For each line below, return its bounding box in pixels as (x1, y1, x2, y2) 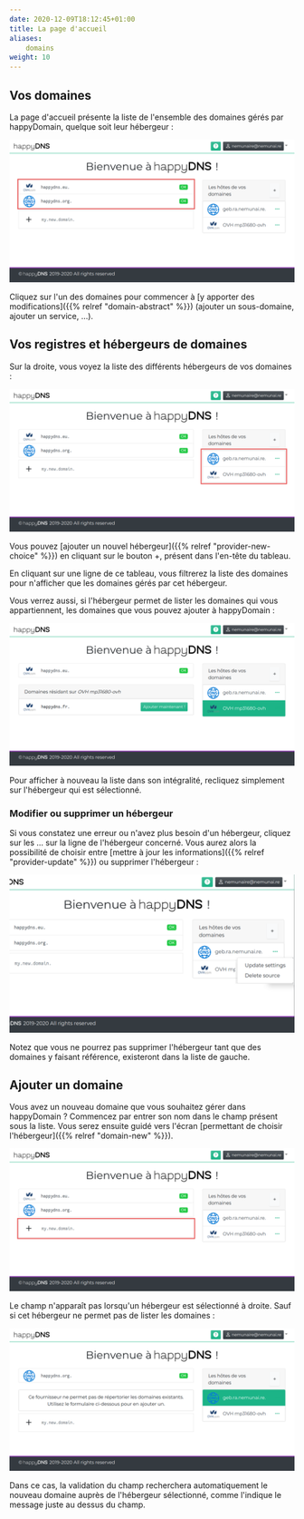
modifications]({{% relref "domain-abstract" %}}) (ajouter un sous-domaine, (9, 300, 294, 312)
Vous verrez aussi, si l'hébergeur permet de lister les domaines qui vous (9, 595, 279, 606)
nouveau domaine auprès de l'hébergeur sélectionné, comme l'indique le (9, 1490, 282, 1501)
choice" (9, 550, 39, 561)
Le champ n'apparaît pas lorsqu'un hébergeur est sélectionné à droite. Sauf (9, 1300, 292, 1311)
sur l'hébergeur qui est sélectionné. (9, 784, 142, 795)
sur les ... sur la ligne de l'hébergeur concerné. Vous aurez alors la (9, 837, 257, 848)
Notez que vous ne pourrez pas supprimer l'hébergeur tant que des (9, 1041, 261, 1052)
